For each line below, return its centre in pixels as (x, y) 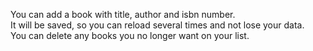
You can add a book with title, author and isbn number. (123, 14)
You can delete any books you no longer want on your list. (130, 35)
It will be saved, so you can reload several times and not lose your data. (157, 25)
